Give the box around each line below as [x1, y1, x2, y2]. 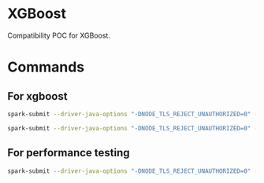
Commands [7, 58, 85, 76]
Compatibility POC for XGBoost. [7, 31, 111, 40]
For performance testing [7, 146, 131, 159]
